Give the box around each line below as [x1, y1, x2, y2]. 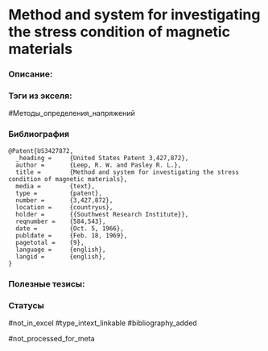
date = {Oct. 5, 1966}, [15, 224, 125, 233]
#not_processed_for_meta [8, 333, 95, 343]
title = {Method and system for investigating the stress [15, 167, 240, 176]
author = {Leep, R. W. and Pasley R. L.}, [15, 161, 182, 169]
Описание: [8, 68, 53, 80]
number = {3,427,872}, [15, 196, 113, 204]
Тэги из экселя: [8, 90, 72, 101]
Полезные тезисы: [8, 278, 86, 289]
